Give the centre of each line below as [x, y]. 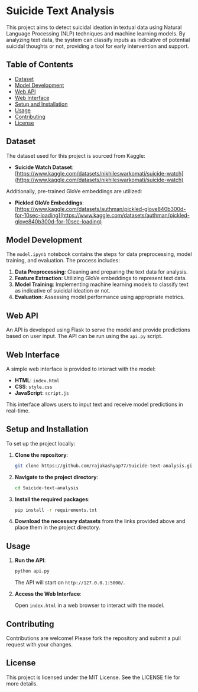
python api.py [32, 571]
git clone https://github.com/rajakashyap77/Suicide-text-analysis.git [105, 466]
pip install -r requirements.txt [56, 510]
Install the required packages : [52, 499]
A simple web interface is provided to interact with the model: [81, 369]
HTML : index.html [37, 380]
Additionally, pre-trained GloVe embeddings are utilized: [74, 191]
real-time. [18, 411]
